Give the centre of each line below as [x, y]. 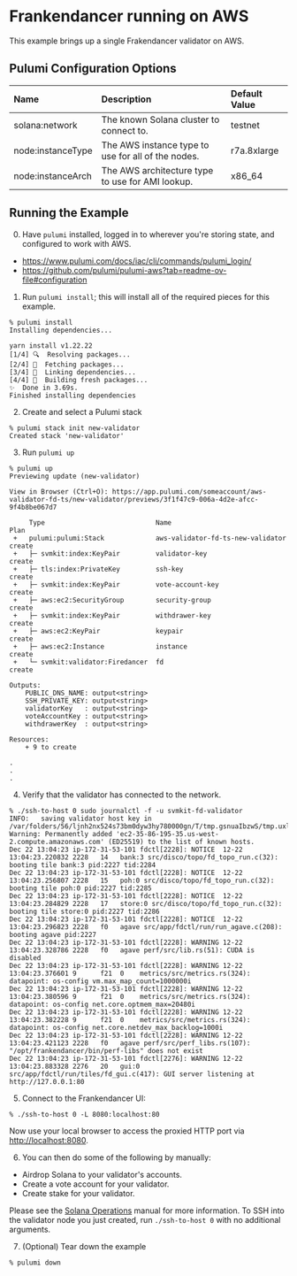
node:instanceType [53, 150]
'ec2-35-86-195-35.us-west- [168, 834]
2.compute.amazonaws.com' [57, 842]
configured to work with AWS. [76, 243]
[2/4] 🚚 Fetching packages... [67, 365]
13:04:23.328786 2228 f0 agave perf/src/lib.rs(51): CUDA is [132, 950]
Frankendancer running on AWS [129, 16]
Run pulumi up [48, 452]
